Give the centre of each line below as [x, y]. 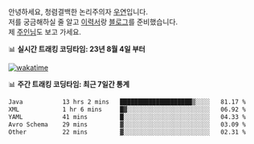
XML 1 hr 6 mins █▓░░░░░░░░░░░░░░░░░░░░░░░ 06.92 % [127, 109]
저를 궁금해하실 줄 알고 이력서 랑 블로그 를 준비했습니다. [93, 22]
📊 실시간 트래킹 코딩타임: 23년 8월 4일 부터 [77, 49]
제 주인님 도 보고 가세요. [45, 32]
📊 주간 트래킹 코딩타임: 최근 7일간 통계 [69, 84]
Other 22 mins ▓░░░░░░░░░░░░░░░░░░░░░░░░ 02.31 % [127, 132]
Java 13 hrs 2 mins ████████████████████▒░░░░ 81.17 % [127, 102]
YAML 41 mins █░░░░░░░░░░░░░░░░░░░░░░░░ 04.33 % [127, 117]
